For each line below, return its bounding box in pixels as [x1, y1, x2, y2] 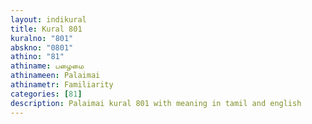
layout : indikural [10, 14, 87, 25]
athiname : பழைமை [10, 61, 85, 71]
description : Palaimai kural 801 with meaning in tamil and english [10, 98, 302, 108]
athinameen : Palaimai [10, 71, 101, 81]
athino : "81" [10, 52, 65, 62]
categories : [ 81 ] [10, 89, 83, 99]
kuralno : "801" [10, 33, 74, 43]
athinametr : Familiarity [10, 80, 114, 90]
